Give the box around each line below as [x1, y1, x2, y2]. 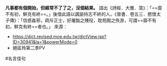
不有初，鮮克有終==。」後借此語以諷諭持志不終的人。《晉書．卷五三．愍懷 [5, 11, 157, 17]
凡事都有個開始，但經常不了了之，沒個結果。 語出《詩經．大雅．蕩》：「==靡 [5, 5, 162, 10]
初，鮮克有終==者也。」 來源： [5, 23, 68, 29]
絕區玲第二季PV [12, 45, 45, 50]
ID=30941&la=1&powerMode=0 [12, 39, 78, 44]
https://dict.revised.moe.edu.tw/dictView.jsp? [12, 33, 107, 39]
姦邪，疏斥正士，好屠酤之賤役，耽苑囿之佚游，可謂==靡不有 [31, 17, 157, 23]
